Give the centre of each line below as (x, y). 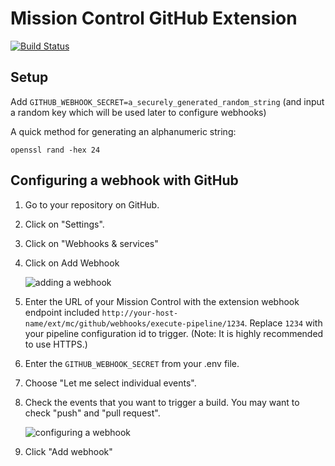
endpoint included (62, 312)
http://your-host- (140, 313)
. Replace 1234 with (283, 323)
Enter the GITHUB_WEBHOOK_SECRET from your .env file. (132, 363)
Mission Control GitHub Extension (154, 18)
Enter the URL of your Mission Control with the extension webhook (162, 301)
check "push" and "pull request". (92, 413)
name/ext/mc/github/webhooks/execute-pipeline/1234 (134, 323)
